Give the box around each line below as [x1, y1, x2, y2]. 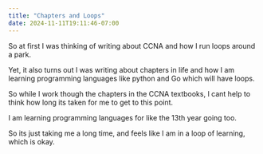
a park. [8, 49, 32, 59]
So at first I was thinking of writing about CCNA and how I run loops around [8, 41, 256, 50]
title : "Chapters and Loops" [8, 11, 105, 20]
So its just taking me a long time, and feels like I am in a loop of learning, [8, 128, 245, 138]
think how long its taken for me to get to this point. [8, 97, 174, 107]
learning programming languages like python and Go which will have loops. [8, 73, 255, 83]
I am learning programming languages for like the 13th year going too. [8, 113, 237, 122]
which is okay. [8, 136, 56, 146]
